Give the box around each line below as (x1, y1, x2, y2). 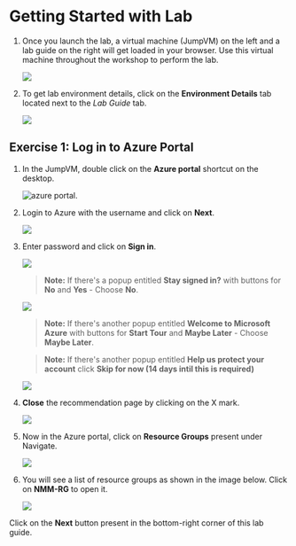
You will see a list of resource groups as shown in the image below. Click (21, 474, 288, 485)
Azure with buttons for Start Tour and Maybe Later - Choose (43, 327, 269, 338)
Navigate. (21, 441, 58, 451)
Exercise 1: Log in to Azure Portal (9, 140, 194, 155)
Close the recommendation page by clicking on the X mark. (21, 397, 240, 408)
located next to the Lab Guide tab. (21, 97, 147, 108)
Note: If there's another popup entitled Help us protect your (43, 354, 264, 364)
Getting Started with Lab (9, 6, 193, 27)
